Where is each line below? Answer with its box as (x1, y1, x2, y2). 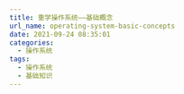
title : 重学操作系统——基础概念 (9, 13, 114, 22)
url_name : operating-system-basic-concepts (9, 21, 176, 30)
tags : (9, 55, 30, 64)
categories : (9, 38, 54, 47)
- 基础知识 (17, 72, 53, 81)
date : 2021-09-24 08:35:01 (9, 30, 111, 38)
